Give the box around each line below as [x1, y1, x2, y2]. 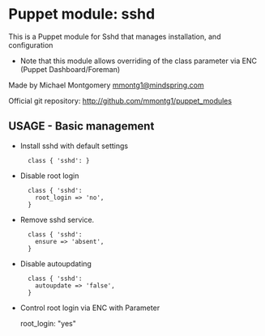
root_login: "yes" [19, 318, 77, 328]
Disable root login [19, 171, 79, 181]
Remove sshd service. [19, 215, 95, 224]
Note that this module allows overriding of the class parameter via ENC [19, 56, 258, 66]
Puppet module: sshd [8, 5, 156, 23]
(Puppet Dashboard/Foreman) [19, 64, 121, 74]
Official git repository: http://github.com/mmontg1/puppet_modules [8, 96, 233, 105]
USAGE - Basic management [8, 119, 155, 134]
